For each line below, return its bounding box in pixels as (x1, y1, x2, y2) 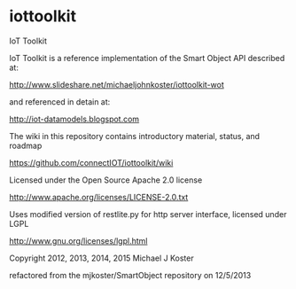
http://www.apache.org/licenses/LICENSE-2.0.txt (9, 191, 189, 202)
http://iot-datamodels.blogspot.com (9, 113, 140, 124)
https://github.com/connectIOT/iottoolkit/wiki (9, 157, 174, 168)
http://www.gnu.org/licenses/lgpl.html (9, 235, 148, 246)
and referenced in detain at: (9, 96, 111, 107)
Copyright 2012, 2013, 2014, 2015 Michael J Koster (9, 253, 194, 263)
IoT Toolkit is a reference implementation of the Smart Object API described (9, 52, 285, 63)
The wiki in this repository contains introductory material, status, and (9, 130, 260, 141)
